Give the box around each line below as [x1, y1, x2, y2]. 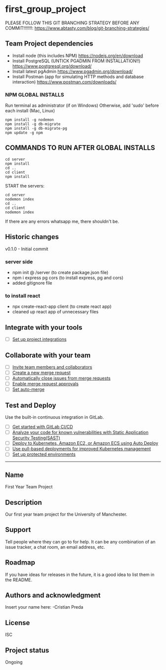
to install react [5, 292, 41, 299]
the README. [5, 576, 33, 582]
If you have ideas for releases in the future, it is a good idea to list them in [5, 572, 155, 577]
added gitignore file [12, 280, 52, 286]
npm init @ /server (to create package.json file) [12, 269, 109, 275]
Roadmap [5, 558, 36, 567]
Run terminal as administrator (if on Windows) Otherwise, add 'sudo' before [5, 102, 159, 108]
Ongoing [5, 659, 23, 665]
